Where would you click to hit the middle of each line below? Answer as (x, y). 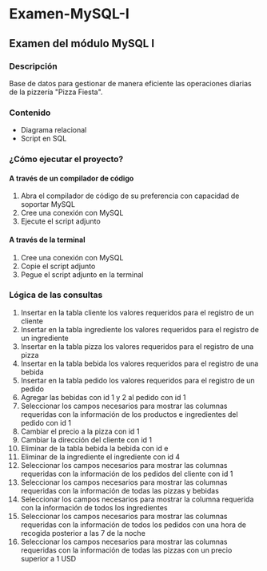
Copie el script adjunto (58, 266)
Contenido (30, 113)
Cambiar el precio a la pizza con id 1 (80, 431)
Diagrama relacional (54, 130)
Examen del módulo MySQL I (82, 44)
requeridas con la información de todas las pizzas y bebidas (120, 490)
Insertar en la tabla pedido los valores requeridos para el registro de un (137, 380)
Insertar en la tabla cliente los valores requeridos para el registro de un (137, 312)
